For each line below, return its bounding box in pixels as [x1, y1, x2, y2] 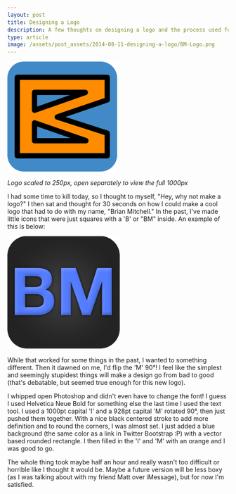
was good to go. [7, 444, 55, 453]
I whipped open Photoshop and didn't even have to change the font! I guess [7, 392, 227, 400]
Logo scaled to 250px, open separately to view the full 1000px [7, 179, 188, 187]
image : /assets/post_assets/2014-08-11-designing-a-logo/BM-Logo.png [7, 41, 216, 49]
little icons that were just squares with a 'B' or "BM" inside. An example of [7, 215, 221, 223]
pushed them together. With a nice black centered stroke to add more [7, 414, 209, 423]
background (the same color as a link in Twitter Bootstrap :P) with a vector [7, 429, 223, 438]
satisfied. [7, 481, 34, 489]
